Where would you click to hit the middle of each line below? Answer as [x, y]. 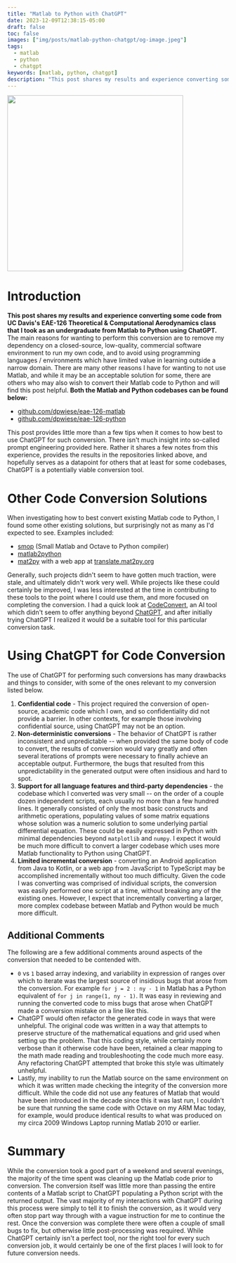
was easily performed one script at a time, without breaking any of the [119, 891]
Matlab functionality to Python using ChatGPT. [85, 853]
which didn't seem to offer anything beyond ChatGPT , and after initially [110, 612]
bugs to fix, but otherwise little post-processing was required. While [105, 1230]
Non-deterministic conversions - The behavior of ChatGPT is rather [117, 734]
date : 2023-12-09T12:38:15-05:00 [56, 20]
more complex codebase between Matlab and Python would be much [118, 906]
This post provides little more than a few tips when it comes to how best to [115, 433]
